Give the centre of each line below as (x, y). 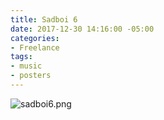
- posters (31, 76)
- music (26, 66)
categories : (35, 38)
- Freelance (35, 47)
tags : (21, 57)
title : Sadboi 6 (44, 19)
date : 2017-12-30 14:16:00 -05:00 (82, 29)
